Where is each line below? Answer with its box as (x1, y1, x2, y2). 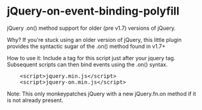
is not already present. (7, 96, 63, 104)
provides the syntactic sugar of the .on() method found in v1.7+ (7, 43, 166, 50)
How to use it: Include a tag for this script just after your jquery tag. (7, 54, 176, 61)
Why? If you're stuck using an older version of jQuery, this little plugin (7, 36, 182, 43)
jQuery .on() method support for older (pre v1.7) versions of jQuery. (7, 24, 176, 32)
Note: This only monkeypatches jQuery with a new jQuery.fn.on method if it (7, 90, 197, 97)
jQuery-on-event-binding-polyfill (7, 4, 179, 18)
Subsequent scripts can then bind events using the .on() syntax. (7, 61, 168, 68)
